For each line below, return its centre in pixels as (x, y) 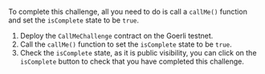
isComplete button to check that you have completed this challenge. (132, 61)
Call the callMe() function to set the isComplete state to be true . (126, 44)
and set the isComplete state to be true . (73, 20)
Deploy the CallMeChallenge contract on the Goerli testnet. (116, 36)
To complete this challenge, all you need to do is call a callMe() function (128, 12)
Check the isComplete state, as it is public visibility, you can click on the (138, 53)
